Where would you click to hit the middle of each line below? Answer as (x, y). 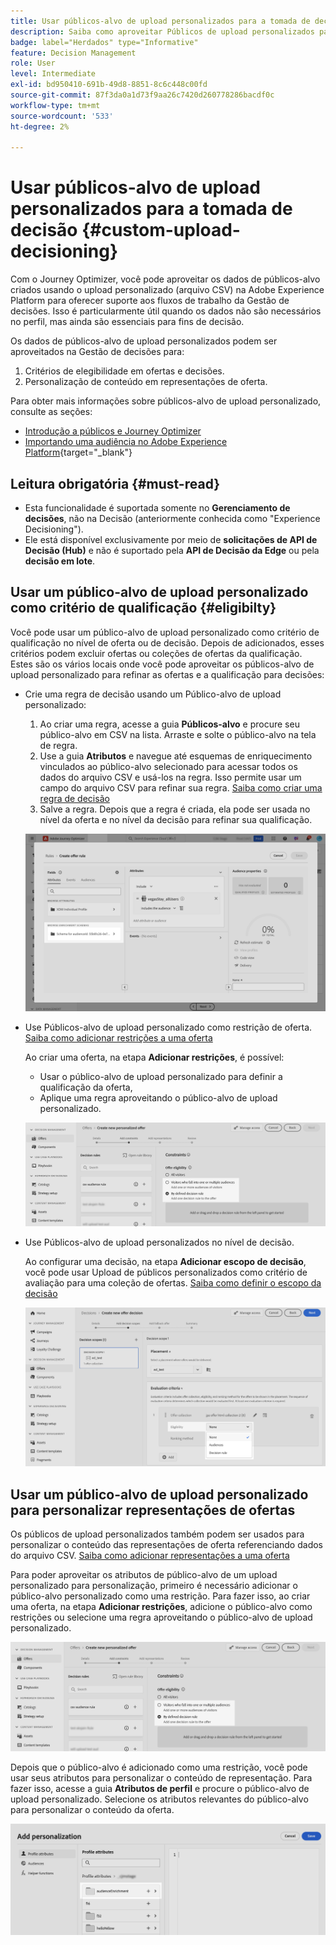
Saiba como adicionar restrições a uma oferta (118, 1037)
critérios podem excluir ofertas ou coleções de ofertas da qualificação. (156, 653)
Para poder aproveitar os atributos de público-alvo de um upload (144, 1574)
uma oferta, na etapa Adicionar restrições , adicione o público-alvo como (161, 1606)
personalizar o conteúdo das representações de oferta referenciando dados (166, 1544)
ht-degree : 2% (40, 126)
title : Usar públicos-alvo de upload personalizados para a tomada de (160, 21)
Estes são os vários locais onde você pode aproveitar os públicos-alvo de (162, 664)
